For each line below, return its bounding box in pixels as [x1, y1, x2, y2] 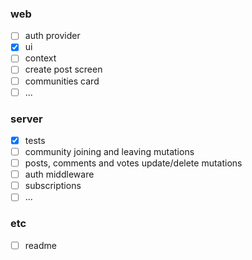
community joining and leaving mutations [24, 146, 195, 158]
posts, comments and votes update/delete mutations [24, 157, 243, 169]
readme [24, 239, 57, 251]
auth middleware [24, 168, 95, 181]
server [10, 112, 43, 126]
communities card [24, 75, 100, 87]
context [24, 52, 57, 64]
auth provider [24, 30, 81, 42]
